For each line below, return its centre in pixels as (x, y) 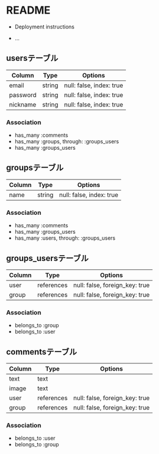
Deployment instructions (45, 27)
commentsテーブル (42, 352)
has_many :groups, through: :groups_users (67, 141)
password (23, 95)
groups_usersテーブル (47, 258)
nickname (23, 104)
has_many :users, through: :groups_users (65, 238)
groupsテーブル (35, 168)
